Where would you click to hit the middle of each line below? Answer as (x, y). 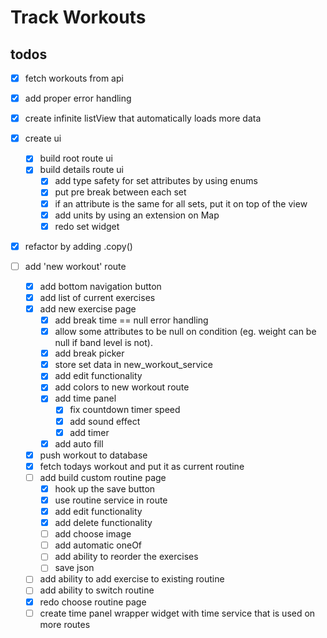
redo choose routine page (93, 602)
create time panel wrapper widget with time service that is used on (177, 613)
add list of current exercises (97, 297)
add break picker (89, 353)
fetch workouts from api (74, 78)
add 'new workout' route (75, 266)
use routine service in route (111, 500)
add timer (89, 432)
